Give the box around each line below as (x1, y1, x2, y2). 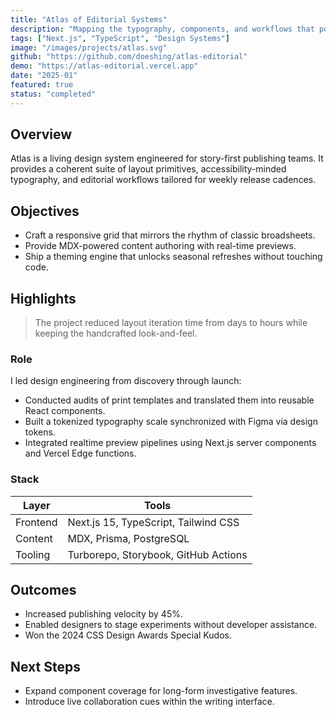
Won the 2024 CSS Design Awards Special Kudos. (24, 629, 232, 641)
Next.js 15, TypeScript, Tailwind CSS (67, 515, 240, 529)
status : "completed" (10, 89, 97, 99)
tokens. (24, 426, 56, 438)
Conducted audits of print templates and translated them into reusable (24, 394, 315, 406)
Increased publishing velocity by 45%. (24, 608, 183, 620)
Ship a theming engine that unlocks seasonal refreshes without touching (24, 251, 323, 263)
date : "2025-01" (10, 71, 78, 81)
